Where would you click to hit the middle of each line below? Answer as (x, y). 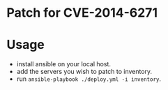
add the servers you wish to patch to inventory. (84, 72)
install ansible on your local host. (63, 64)
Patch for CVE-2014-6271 (82, 13)
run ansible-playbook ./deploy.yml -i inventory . (89, 79)
